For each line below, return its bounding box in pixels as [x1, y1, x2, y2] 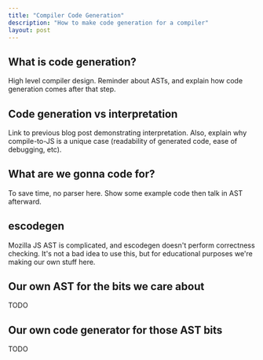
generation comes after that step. [8, 84, 116, 94]
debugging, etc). [8, 145, 62, 154]
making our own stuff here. [8, 257, 96, 266]
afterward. [8, 197, 42, 206]
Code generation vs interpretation [8, 107, 178, 120]
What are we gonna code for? [8, 167, 155, 181]
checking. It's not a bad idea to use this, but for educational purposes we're [8, 248, 254, 258]
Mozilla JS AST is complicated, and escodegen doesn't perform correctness [8, 241, 255, 250]
